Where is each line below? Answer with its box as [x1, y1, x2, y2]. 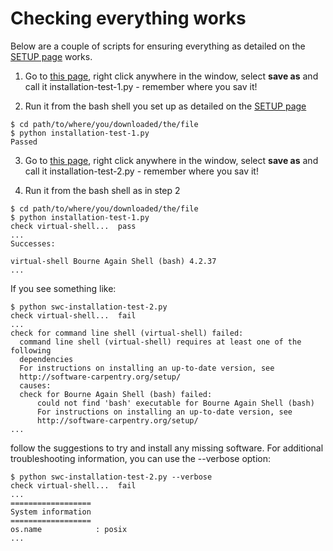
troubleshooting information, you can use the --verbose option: [10, 452, 272, 464]
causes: [19, 380, 52, 391]
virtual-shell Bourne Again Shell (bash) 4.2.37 [10, 256, 217, 266]
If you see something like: [10, 282, 117, 294]
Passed [10, 137, 38, 147]
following [10, 345, 52, 356]
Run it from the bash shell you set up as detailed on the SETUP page [24, 100, 307, 112]
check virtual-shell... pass [10, 221, 137, 231]
